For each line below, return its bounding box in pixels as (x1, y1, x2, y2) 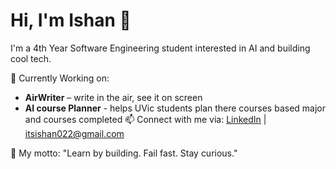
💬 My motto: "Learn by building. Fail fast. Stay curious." (10, 147, 238, 159)
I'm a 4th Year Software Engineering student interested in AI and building (10, 42, 311, 54)
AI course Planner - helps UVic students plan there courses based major (24, 102, 326, 114)
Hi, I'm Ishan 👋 (10, 9, 132, 32)
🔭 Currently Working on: (10, 72, 110, 84)
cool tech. (10, 52, 52, 64)
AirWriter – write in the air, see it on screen (24, 91, 203, 103)
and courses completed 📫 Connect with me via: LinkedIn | (24, 113, 267, 125)
